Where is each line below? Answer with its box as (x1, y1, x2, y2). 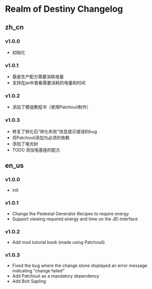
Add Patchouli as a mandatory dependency (12, 273, 99, 279)
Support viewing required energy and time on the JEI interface (12, 216, 138, 222)
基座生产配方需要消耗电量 (12, 74, 64, 79)
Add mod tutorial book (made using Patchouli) (12, 239, 105, 245)
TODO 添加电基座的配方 (12, 147, 60, 153)
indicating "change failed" (12, 268, 65, 274)
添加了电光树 (12, 141, 38, 147)
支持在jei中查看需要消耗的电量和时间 (12, 80, 86, 86)
